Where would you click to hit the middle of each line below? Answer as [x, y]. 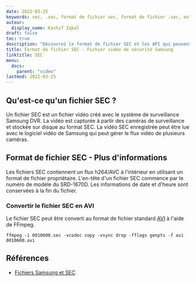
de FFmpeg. [20, 225]
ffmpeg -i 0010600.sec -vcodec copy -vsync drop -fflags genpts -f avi [95, 235]
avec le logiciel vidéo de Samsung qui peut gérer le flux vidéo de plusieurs [95, 133]
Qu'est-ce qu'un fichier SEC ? [61, 100]
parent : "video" [36, 71]
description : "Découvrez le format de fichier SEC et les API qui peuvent [99, 44]
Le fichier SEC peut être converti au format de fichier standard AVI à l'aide [95, 219]
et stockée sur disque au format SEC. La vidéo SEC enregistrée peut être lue [98, 127]
